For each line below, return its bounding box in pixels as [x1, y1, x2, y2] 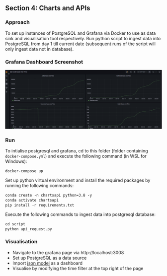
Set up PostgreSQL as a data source [12, 255, 87, 261]
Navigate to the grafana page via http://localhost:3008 [12, 249, 124, 255]
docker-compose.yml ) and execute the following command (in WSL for [5, 153, 147, 159]
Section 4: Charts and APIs [5, 4, 90, 12]
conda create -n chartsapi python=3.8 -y [5, 193, 92, 198]
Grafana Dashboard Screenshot [5, 58, 83, 65]
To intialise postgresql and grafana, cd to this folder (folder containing [5, 148, 148, 154]
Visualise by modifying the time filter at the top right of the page [12, 265, 144, 271]
